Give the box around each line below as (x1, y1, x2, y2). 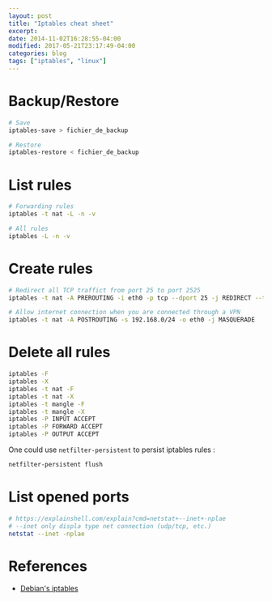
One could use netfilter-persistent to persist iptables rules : (8, 445, 216, 454)
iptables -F (8, 370, 49, 378)
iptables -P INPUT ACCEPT (8, 415, 96, 424)
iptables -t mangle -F (8, 400, 85, 408)
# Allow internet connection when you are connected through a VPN (8, 309, 241, 317)
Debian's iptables (19, 584, 79, 594)
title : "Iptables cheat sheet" (8, 19, 114, 28)
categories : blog (8, 49, 67, 58)
